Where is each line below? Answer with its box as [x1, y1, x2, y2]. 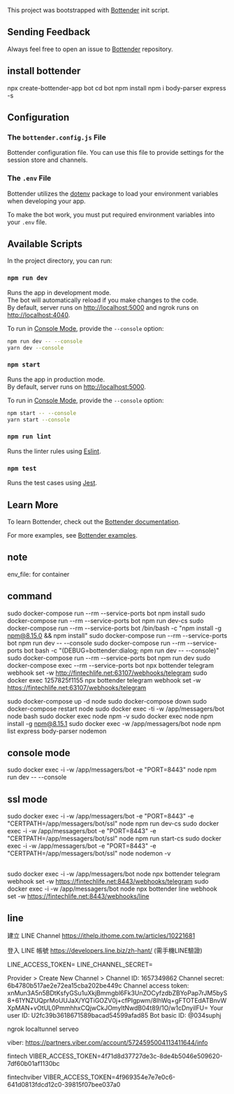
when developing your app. [7, 196, 86, 205]
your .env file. [7, 217, 47, 226]
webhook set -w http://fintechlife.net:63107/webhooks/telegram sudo [7, 669, 207, 677]
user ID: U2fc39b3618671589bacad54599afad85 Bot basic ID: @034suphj [7, 1011, 221, 1020]
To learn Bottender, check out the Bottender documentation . [7, 517, 180, 526]
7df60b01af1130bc [7, 1060, 61, 1068]
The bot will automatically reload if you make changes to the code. [7, 296, 199, 304]
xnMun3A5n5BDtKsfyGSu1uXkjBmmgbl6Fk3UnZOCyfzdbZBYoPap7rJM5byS [7, 989, 228, 997]
